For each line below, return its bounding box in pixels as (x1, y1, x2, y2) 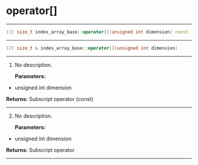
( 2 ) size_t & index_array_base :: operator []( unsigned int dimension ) (6, 45, 178, 51)
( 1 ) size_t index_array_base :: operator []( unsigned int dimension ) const (6, 29, 189, 35)
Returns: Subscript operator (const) (6, 95, 94, 102)
